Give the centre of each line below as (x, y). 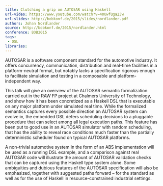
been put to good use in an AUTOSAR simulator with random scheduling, (79, 127)
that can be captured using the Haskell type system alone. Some (70, 162)
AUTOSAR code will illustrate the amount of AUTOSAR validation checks (78, 157)
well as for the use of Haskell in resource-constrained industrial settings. (79, 178)
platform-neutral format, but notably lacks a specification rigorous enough (80, 70)
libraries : (16, 46)
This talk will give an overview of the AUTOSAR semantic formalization (76, 90)
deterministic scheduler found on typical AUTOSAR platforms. (68, 137)
